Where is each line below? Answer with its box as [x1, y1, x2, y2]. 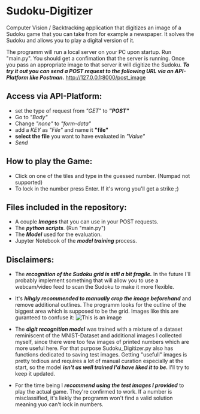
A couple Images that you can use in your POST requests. [14, 218, 159, 225]
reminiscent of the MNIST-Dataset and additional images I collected [14, 332, 182, 339]
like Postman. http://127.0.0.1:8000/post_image [29, 74, 146, 81]
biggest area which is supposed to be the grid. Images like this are [14, 307, 179, 315]
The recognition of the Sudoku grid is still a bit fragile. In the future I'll [14, 271, 190, 278]
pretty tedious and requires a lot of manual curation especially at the [14, 358, 184, 365]
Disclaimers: [6, 255, 54, 265]
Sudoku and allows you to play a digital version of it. [6, 37, 135, 44]
